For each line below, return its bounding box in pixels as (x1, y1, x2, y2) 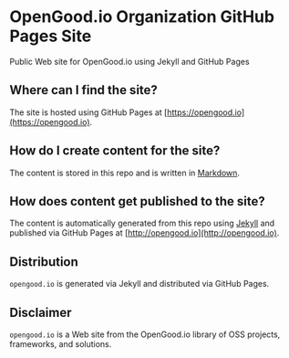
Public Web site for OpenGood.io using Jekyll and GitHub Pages (9, 56, 250, 67)
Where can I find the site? (9, 82, 158, 98)
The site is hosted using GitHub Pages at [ (9, 107, 168, 118)
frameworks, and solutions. (9, 339, 112, 349)
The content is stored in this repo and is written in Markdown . (9, 167, 240, 178)
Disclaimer (9, 304, 72, 321)
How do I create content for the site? (9, 143, 221, 159)
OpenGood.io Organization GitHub (9, 6, 275, 27)
